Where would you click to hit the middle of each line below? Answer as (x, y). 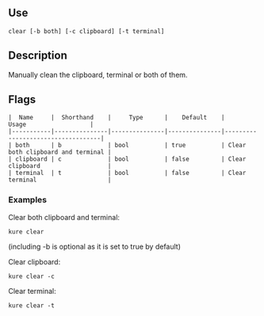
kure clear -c (32, 276)
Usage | (51, 125)
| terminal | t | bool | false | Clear (127, 173)
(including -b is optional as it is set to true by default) (94, 246)
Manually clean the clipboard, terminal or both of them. (98, 74)
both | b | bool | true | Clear (131, 146)
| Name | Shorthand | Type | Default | (117, 118)
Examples (28, 200)
